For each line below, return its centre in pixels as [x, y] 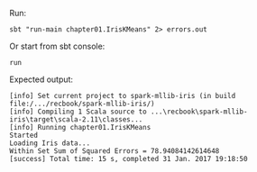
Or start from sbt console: [57, 46]
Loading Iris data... [50, 143]
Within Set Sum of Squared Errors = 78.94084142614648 [115, 151]
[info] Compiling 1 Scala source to [78, 112]
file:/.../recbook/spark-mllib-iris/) [82, 104]
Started [24, 135]
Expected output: [41, 79]
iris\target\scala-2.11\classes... [76, 120]
